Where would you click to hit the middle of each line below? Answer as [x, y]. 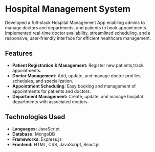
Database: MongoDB [33, 134]
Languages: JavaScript [36, 129]
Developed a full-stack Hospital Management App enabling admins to [75, 22]
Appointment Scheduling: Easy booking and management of [74, 86]
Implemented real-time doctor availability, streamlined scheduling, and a [78, 33]
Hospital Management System [68, 9]
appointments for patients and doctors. [52, 91]
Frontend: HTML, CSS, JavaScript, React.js [56, 144]
